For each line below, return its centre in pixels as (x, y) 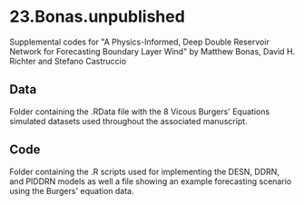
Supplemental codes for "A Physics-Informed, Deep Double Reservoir (139, 42)
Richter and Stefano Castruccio (68, 61)
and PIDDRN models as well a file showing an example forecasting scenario (151, 181)
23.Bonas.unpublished (98, 17)
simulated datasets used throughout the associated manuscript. (128, 121)
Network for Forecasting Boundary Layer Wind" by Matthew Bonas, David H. (152, 51)
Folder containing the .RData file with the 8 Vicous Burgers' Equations (140, 112)
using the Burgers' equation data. (72, 190)
